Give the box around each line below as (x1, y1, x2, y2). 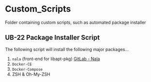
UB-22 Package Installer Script (5, 33, 100, 42)
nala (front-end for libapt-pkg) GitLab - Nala (12, 56, 100, 62)
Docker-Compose (12, 67, 43, 72)
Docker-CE (12, 62, 32, 66)
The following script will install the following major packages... (5, 46, 129, 52)
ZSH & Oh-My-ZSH (12, 71, 50, 77)
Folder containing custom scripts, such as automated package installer (5, 19, 146, 25)
